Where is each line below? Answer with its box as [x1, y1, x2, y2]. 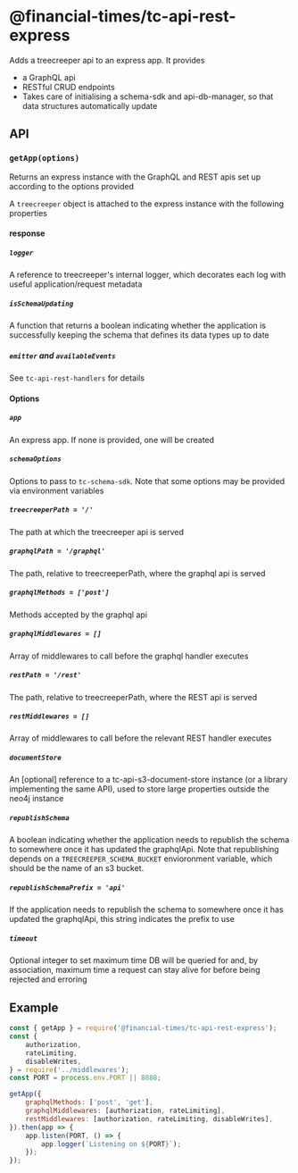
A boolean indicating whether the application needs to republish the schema [9, 834, 290, 845]
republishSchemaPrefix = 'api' [9, 884, 126, 892]
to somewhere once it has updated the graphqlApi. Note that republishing [9, 844, 279, 855]
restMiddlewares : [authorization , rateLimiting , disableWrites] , [25, 1114, 274, 1123]
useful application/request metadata [9, 279, 143, 289]
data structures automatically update [21, 100, 158, 111]
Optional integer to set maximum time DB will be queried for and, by [9, 955, 259, 966]
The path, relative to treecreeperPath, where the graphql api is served [9, 567, 266, 578]
